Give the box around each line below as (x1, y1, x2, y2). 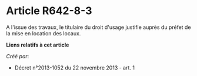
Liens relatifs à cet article (6, 41, 69, 48)
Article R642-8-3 (6, 4, 92, 18)
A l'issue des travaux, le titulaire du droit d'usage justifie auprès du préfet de (6, 24, 191, 31)
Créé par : (6, 52, 29, 60)
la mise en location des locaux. (6, 29, 81, 37)
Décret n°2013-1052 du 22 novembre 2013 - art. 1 (14, 64, 135, 71)
